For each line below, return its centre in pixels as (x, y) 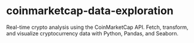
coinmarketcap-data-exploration (90, 11)
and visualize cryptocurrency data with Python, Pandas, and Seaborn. (92, 33)
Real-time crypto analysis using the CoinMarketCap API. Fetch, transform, (97, 27)
